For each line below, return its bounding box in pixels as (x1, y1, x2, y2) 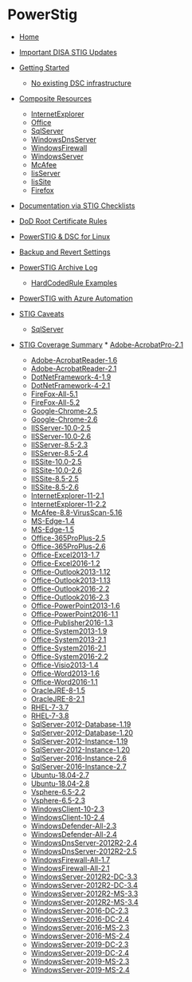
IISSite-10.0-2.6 (30, 465, 83, 475)
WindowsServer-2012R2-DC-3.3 (30, 871, 138, 882)
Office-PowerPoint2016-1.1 (30, 609, 119, 619)
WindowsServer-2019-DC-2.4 (30, 948, 129, 957)
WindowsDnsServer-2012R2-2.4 (30, 838, 138, 847)
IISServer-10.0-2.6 (30, 431, 92, 441)
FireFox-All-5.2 (30, 397, 80, 407)
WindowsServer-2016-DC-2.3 (30, 905, 129, 915)
